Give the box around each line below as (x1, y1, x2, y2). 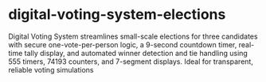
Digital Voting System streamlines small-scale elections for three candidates (8, 32, 258, 41)
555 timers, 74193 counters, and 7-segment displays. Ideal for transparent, (8, 57, 253, 66)
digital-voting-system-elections (8, 6, 226, 24)
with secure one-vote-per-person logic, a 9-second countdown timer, (8, 39, 237, 49)
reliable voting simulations (8, 65, 94, 74)
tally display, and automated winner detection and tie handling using (24, 48, 248, 58)
